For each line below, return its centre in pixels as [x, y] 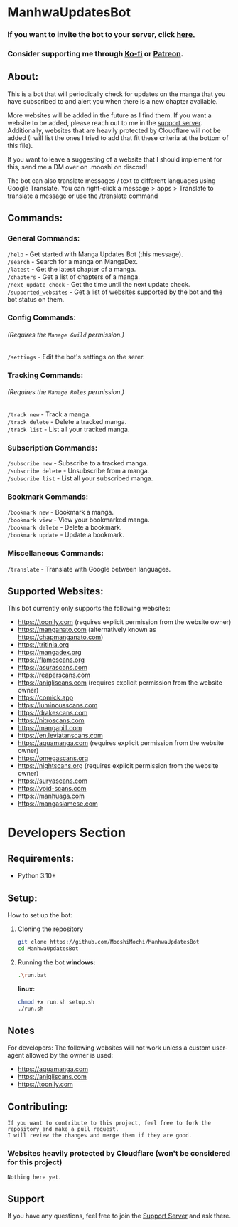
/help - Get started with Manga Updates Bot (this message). [95, 254]
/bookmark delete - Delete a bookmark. [65, 527]
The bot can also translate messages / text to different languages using [112, 180]
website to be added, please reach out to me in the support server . [105, 122]
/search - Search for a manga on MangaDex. [73, 261]
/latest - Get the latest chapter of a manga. [72, 269]
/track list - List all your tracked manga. [69, 429]
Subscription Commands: [53, 448]
